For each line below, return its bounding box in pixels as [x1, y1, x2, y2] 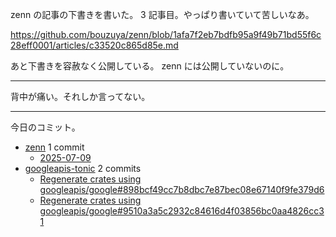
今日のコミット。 [10, 121, 81, 133]
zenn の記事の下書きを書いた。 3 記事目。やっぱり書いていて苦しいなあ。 [10, 9, 315, 20]
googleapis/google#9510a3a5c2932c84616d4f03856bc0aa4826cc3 [39, 205, 325, 217]
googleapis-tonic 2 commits [24, 163, 142, 174]
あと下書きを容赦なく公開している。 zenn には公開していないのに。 [10, 60, 290, 72]
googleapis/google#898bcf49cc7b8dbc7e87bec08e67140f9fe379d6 [39, 184, 325, 195]
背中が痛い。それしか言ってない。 [10, 91, 151, 102]
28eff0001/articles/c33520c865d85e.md [10, 39, 179, 51]
